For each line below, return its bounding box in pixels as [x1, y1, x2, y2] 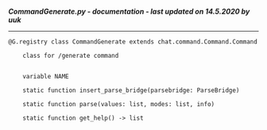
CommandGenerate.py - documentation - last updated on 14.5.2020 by [8, 7, 250, 16]
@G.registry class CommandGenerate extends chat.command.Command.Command [8, 38, 258, 46]
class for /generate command [22, 52, 119, 59]
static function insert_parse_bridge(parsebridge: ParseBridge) [22, 86, 240, 94]
